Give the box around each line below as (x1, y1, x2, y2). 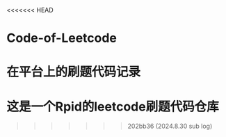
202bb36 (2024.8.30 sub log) (127, 122, 213, 131)
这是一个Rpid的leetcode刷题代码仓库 (6, 99, 220, 114)
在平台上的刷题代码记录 (6, 64, 141, 80)
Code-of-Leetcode (6, 31, 118, 46)
